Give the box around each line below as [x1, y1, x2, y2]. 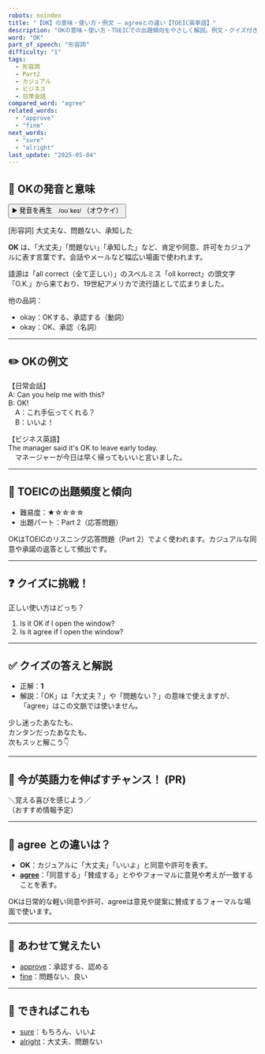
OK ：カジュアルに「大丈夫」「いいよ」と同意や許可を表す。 [19, 860, 212, 869]
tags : [8, 56, 26, 64]
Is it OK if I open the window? [19, 619, 115, 628]
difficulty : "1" [8, 48, 62, 56]
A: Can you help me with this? [8, 390, 105, 399]
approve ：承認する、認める [19, 962, 109, 971]
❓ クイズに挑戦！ [8, 577, 89, 590]
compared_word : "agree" [8, 99, 87, 107]
